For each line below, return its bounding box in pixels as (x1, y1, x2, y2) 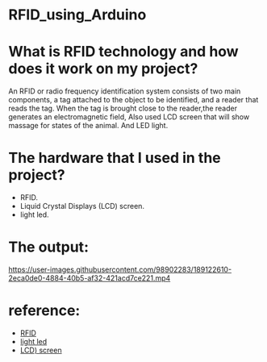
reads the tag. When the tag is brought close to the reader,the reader (8, 103, 238, 114)
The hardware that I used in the (8, 149, 222, 167)
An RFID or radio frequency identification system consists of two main (8, 86, 241, 96)
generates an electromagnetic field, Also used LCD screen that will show (8, 112, 250, 122)
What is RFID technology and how (8, 43, 240, 61)
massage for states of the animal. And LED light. (8, 121, 169, 131)
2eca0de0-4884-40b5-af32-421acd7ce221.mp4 (8, 273, 171, 283)
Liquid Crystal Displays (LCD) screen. (19, 202, 145, 211)
